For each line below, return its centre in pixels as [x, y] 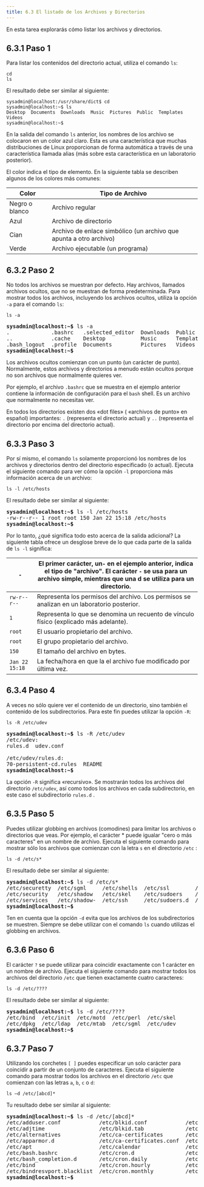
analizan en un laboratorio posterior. [88, 604]
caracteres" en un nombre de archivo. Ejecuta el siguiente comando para [98, 841]
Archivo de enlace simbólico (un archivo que [115, 231]
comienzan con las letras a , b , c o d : [51, 1082]
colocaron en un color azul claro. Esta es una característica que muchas [97, 141]
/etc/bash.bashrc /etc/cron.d [70, 1153]
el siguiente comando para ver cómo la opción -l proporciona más [90, 471]
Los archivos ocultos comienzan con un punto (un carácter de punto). [93, 362]
